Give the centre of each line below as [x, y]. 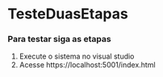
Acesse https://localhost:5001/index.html [87, 65]
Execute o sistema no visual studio [77, 56]
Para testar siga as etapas [59, 39]
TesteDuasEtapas [68, 14]
